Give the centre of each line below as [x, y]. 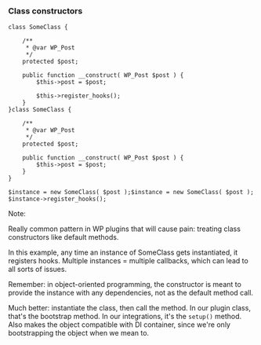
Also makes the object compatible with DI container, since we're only [120, 325]
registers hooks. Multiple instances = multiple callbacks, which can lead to [128, 261]
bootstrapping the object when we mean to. [79, 333]
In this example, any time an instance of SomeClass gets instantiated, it [123, 252]
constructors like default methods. [63, 237]
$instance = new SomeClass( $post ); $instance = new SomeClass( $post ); [131, 193]
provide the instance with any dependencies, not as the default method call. [130, 293]
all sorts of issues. [38, 270]
